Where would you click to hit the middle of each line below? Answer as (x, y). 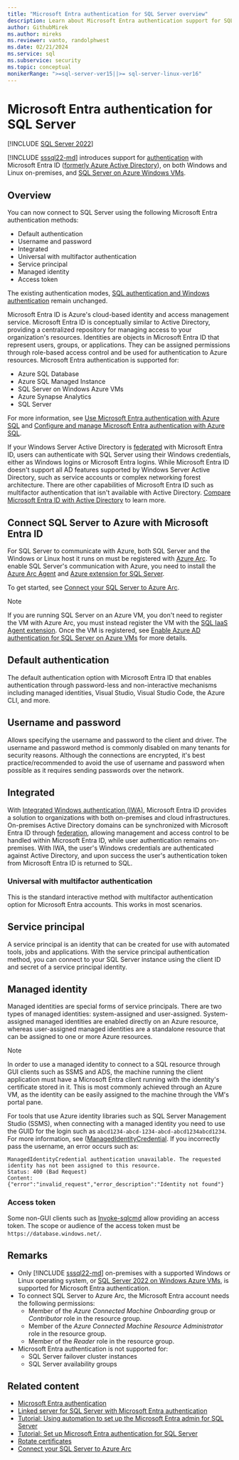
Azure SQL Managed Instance (62, 382)
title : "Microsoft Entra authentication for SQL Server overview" (108, 14)
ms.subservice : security (44, 61)
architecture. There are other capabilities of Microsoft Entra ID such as (111, 485)
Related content (43, 1386)
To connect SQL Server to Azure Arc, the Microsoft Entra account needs (123, 1295)
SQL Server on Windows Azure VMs (70, 389)
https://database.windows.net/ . (54, 1233)
